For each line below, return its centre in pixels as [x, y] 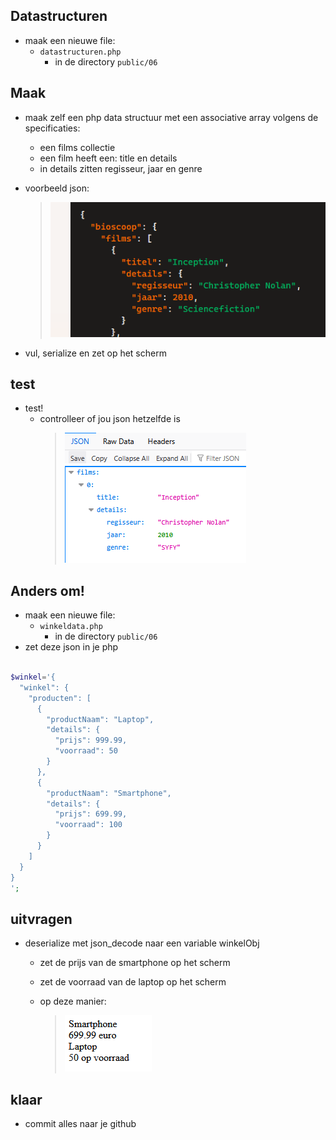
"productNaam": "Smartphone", [109, 793]
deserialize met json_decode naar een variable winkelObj [142, 943]
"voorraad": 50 [86, 751]
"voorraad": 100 [88, 825]
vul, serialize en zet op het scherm [95, 353]
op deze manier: [73, 1001]
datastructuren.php [80, 52]
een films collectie [77, 147]
